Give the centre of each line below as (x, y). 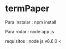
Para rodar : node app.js (30, 31)
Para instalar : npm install (31, 22)
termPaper (27, 9)
